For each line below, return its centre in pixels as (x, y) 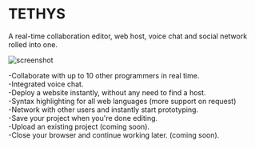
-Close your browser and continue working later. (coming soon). (114, 135)
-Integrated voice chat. (46, 84)
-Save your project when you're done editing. (83, 118)
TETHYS (37, 14)
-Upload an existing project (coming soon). (79, 126)
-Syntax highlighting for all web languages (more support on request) (122, 101)
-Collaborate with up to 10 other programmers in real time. (104, 75)
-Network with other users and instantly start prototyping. (103, 110)
